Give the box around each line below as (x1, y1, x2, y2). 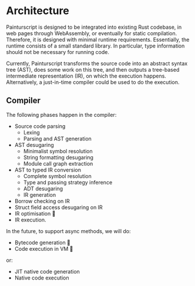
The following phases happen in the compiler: (6, 111, 117, 118)
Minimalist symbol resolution (23, 147, 93, 154)
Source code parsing (14, 122, 66, 130)
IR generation (23, 191, 56, 198)
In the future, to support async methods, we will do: (6, 227, 131, 234)
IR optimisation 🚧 (14, 210, 56, 217)
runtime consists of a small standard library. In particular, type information (6, 42, 185, 49)
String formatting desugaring (23, 154, 94, 161)
